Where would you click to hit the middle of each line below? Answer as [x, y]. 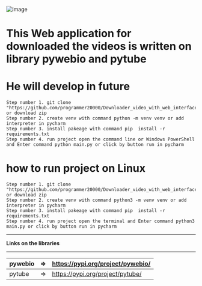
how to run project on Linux [76, 169]
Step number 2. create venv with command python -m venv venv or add [95, 118]
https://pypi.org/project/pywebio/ [101, 264]
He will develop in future [68, 87]
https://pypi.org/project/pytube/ [97, 274]
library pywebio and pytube [77, 59]
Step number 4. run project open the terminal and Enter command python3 [101, 221]
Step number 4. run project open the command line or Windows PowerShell [101, 139]
